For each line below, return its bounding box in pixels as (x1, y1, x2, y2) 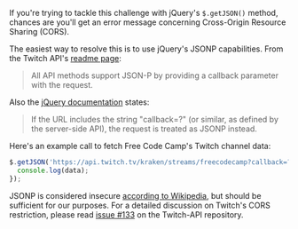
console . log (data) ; (17, 166, 90, 175)
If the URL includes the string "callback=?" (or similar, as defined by (30, 114, 279, 124)
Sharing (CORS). (9, 27, 69, 36)
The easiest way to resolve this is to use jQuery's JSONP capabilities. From (9, 43, 284, 54)
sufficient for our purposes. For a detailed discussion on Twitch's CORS (9, 200, 271, 210)
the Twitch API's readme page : (9, 53, 122, 63)
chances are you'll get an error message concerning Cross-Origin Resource (9, 17, 286, 28)
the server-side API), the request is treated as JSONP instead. (30, 123, 257, 134)
